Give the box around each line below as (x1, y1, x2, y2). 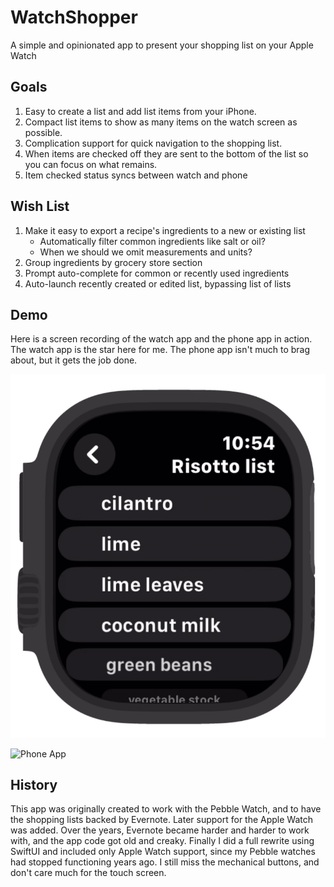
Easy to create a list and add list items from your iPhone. (24, 105, 257, 117)
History (10, 777, 58, 793)
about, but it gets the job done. (10, 354, 138, 366)
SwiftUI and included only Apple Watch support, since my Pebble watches (10, 846, 316, 858)
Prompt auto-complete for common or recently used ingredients (24, 267, 290, 279)
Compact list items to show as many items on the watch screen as (24, 116, 298, 128)
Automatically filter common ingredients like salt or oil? (39, 235, 266, 247)
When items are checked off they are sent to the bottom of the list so (24, 147, 309, 160)
